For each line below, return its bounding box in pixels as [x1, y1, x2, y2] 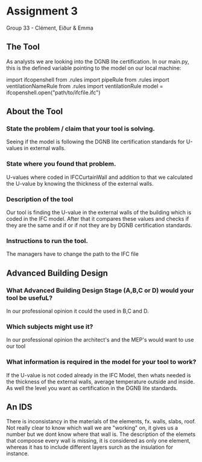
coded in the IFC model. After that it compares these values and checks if [6, 215, 189, 223]
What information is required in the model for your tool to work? [6, 358, 197, 366]
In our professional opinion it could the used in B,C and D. [6, 307, 149, 315]
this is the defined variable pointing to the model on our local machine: [6, 64, 181, 71]
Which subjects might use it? [6, 322, 93, 331]
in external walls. [24, 145, 66, 152]
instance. [6, 450, 30, 457]
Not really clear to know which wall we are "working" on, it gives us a [6, 425, 178, 432]
